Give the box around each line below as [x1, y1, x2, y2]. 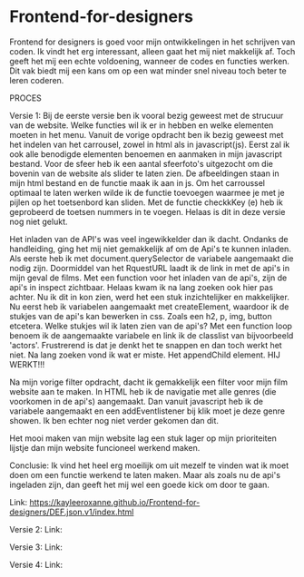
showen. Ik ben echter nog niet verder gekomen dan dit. [9, 415, 220, 425]
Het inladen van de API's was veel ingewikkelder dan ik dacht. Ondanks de [9, 233, 289, 244]
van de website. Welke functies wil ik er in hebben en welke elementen [9, 120, 274, 131]
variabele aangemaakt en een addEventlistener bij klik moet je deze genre [9, 406, 286, 416]
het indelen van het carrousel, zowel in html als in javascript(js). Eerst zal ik [9, 139, 290, 150]
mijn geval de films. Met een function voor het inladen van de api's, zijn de [9, 272, 288, 283]
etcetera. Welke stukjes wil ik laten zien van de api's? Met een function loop [9, 320, 293, 331]
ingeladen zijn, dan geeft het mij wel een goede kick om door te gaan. [9, 479, 270, 490]
